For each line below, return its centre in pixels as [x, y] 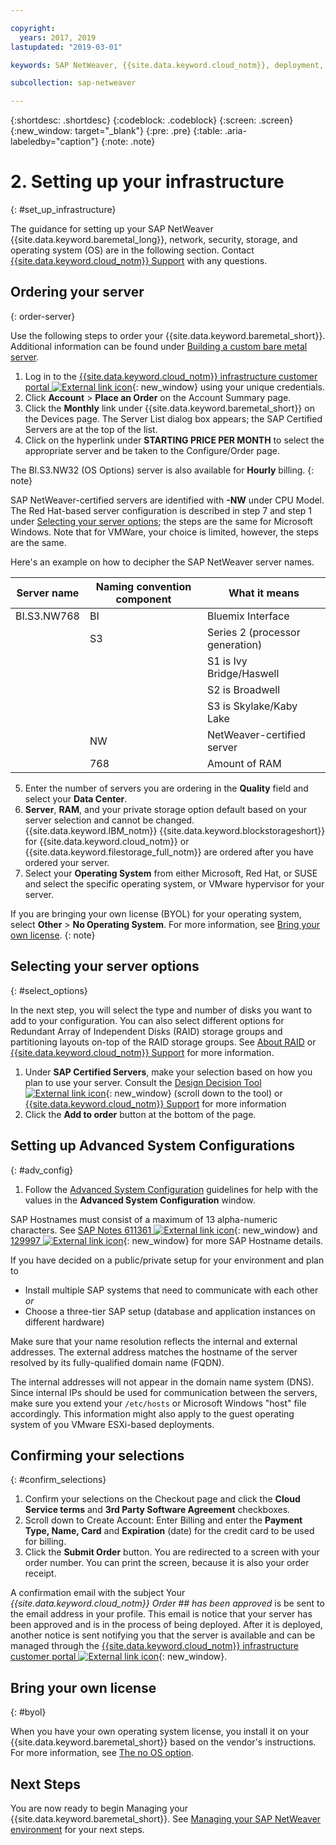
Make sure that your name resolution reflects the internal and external [154, 1341]
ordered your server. [67, 862]
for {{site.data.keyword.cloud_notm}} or [107, 841]
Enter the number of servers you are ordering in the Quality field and [166, 788]
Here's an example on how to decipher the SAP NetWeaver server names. [162, 562]
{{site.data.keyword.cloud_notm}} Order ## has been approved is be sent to [167, 1603]
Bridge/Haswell [243, 673]
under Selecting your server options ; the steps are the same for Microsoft [161, 521]
